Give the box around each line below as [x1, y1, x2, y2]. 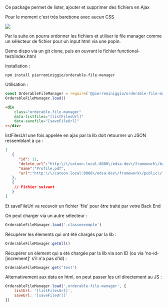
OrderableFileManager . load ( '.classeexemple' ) [5, 222, 101, 227]
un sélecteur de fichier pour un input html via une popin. [5, 38, 121, 44]
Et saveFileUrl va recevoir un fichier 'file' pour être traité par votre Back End [5, 202, 161, 209]
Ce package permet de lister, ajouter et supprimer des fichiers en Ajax [5, 4, 150, 10]
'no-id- [144, 250, 159, 256]
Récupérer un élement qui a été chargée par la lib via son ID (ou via [5, 250, 144, 256]
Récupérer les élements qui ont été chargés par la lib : [5, 231, 116, 237]
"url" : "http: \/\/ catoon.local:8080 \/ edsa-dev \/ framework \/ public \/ [18, 170, 162, 175]
